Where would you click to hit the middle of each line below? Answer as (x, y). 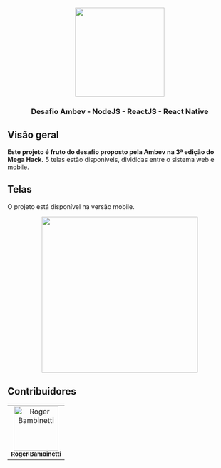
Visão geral (33, 134)
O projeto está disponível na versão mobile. (71, 206)
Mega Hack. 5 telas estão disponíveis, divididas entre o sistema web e (111, 159)
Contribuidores (42, 391)
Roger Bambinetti (36, 454)
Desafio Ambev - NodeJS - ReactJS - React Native (120, 112)
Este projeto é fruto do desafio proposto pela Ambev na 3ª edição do (111, 152)
